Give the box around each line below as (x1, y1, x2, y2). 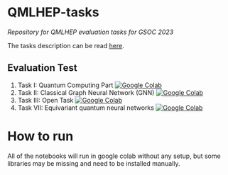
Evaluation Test (7, 62, 77, 74)
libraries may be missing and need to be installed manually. (7, 159, 180, 167)
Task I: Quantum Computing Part (17, 81, 114, 89)
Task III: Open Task (17, 96, 74, 104)
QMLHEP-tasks (7, 4, 99, 21)
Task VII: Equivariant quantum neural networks (17, 103, 155, 112)
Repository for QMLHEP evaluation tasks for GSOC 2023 (7, 28, 174, 36)
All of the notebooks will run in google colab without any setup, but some (7, 152, 222, 160)
